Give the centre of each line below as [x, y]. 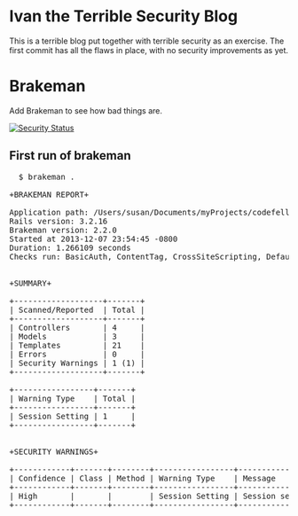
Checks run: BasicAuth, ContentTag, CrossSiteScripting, [136, 256]
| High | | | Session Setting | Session [143, 496]
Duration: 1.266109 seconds [70, 247]
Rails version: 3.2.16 [59, 221]
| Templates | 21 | [77, 345]
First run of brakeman [70, 156]
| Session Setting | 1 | [72, 416]
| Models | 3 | [77, 336]
